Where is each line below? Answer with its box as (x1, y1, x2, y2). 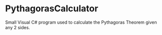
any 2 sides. (5, 24, 30, 30)
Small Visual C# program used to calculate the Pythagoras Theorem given (5, 19, 157, 25)
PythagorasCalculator (5, 3, 99, 14)
